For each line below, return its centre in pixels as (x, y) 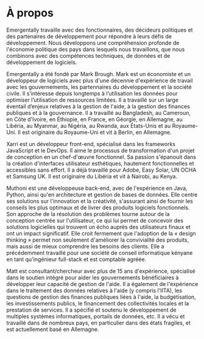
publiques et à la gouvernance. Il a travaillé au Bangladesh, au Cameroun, (98, 113)
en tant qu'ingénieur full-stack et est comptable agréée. (76, 259)
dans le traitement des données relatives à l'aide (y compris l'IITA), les (94, 290)
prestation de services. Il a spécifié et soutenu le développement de (91, 310)
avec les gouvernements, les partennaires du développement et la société (99, 87)
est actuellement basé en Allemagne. (53, 329)
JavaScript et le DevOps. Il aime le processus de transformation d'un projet (100, 150)
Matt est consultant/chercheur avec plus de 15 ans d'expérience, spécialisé (101, 271)
